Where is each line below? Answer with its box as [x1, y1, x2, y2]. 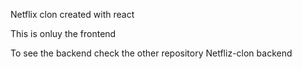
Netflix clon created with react [10, 9, 135, 20]
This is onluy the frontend [10, 28, 117, 39]
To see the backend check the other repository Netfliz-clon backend [10, 47, 293, 59]
